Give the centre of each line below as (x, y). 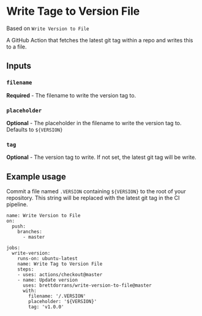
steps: (26, 269)
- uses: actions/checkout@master (60, 275)
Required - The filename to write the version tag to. (71, 95)
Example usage (36, 176)
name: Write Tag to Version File (60, 264)
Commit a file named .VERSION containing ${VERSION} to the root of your (96, 191)
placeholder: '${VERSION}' (63, 302)
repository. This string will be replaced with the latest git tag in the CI (93, 198)
